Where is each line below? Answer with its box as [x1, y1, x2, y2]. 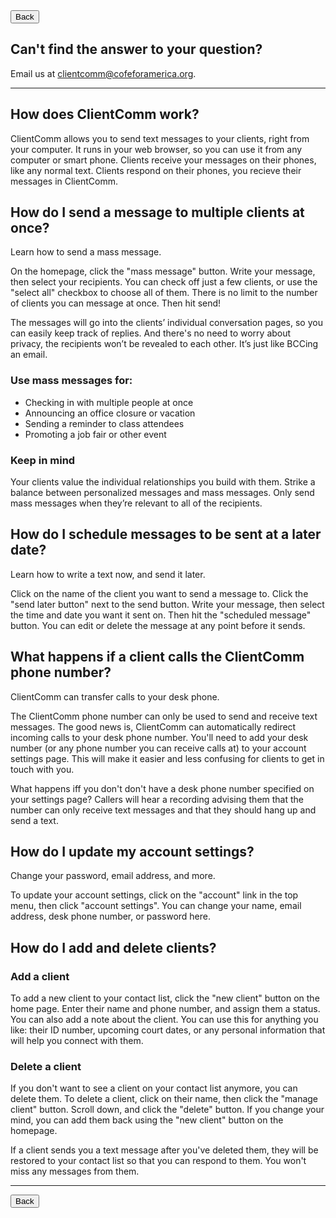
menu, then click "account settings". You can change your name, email [10, 900, 302, 912]
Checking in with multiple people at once [24, 396, 194, 408]
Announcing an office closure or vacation [24, 407, 196, 419]
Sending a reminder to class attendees [24, 417, 185, 429]
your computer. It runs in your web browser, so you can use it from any [10, 143, 303, 155]
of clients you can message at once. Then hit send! [10, 297, 222, 309]
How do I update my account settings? [10, 844, 255, 861]
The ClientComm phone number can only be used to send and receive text [10, 710, 318, 722]
